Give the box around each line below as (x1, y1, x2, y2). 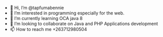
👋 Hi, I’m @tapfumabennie (10, 5, 64, 10)
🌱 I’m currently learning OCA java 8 (10, 15, 83, 21)
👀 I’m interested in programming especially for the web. (10, 10, 124, 16)
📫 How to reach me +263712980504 (10, 26, 87, 32)
